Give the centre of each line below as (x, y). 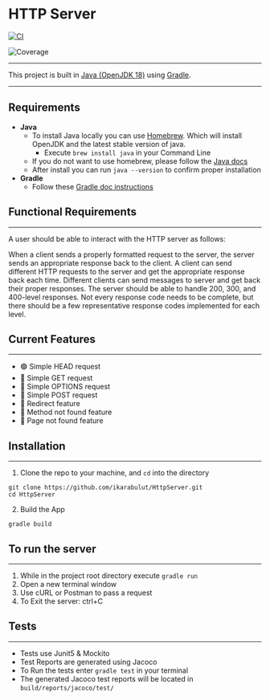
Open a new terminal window (68, 584)
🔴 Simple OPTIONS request (65, 387)
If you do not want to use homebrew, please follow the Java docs (140, 161)
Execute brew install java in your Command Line (127, 153)
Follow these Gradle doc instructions (93, 186)
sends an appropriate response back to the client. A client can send (120, 262)
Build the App (43, 510)
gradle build (30, 524)
